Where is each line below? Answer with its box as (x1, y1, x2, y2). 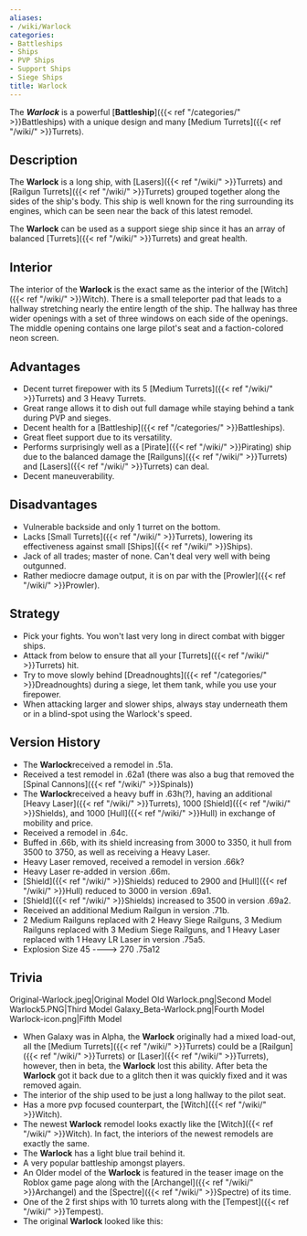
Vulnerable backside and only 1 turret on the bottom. (22, 521, 221, 532)
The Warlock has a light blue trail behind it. (22, 1148, 185, 1159)
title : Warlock (9, 81, 68, 91)
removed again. (22, 1080, 82, 1091)
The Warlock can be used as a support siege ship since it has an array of (9, 223, 286, 234)
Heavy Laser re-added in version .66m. (22, 866, 171, 877)
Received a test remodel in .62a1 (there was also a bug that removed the (22, 769, 295, 780)
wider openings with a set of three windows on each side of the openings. (9, 313, 289, 325)
